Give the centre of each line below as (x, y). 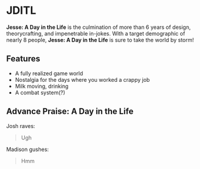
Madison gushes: (28, 149)
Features (23, 59)
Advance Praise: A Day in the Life (70, 112)
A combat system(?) (40, 92)
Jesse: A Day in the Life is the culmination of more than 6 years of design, (98, 27)
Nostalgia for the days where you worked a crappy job (82, 79)
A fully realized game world (49, 73)
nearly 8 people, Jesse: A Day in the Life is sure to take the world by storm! (100, 40)
